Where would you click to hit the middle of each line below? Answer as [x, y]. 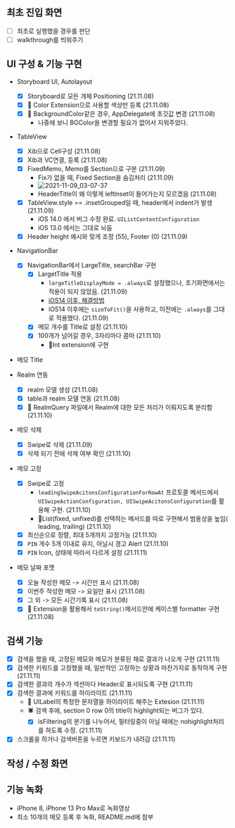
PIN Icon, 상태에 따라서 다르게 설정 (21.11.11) [87, 552]
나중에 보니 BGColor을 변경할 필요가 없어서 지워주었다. [113, 123]
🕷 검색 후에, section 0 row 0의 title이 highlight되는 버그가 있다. [115, 710]
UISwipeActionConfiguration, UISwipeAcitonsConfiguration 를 [127, 501]
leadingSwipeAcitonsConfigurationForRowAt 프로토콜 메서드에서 [128, 492]
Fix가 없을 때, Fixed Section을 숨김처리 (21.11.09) [106, 177]
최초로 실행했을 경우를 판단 [53, 31]
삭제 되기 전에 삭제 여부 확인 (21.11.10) [79, 453]
